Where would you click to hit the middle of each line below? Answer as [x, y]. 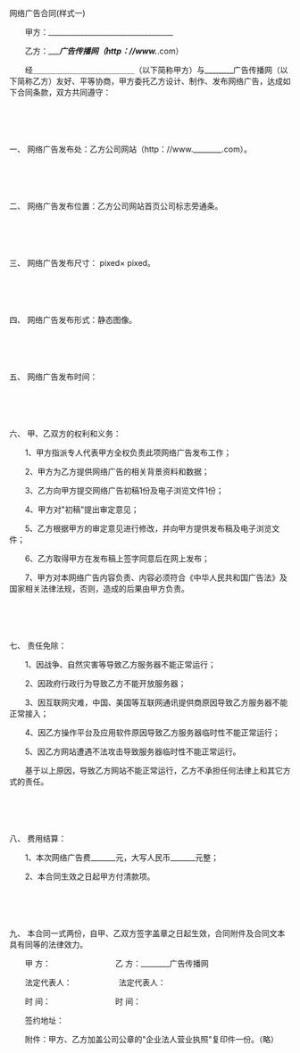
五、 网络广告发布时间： [54, 377]
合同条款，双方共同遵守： [64, 92]
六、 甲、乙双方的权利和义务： [65, 434]
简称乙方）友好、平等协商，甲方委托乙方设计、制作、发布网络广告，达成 [150, 81]
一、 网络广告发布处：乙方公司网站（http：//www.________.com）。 [131, 149]
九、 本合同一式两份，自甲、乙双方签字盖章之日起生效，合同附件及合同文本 [147, 933]
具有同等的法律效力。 [46, 945]
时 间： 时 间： [83, 1001]
